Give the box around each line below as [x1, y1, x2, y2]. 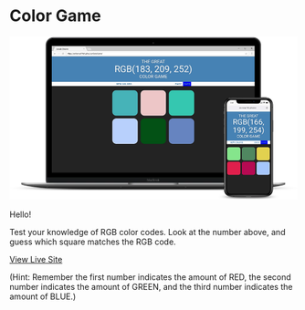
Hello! [9, 209, 32, 220]
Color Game [9, 5, 102, 26]
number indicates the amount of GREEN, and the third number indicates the [9, 282, 293, 293]
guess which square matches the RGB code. [9, 236, 176, 247]
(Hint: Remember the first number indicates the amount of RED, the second [9, 272, 292, 283]
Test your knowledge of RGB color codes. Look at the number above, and [9, 227, 286, 238]
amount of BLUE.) [9, 291, 77, 302]
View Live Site [9, 254, 63, 265]
